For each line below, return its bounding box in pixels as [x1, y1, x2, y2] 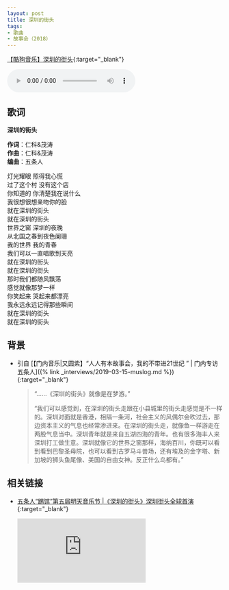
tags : [7, 23, 23, 29]
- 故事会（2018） [7, 36, 51, 42]
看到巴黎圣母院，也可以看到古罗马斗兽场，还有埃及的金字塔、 [40, 447, 214, 455]
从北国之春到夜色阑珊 [7, 232, 67, 240]
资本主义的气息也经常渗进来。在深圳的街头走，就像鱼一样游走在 [40, 421, 220, 429]
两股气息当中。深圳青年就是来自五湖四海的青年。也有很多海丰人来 [33, 430, 220, 438]
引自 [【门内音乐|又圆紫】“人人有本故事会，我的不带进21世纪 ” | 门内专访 [16, 359, 219, 367]
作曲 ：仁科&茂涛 [7, 149, 53, 157]
